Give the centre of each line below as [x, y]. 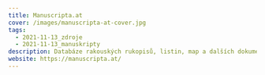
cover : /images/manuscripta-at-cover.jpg [77, 23]
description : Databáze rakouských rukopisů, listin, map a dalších [121, 52]
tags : [17, 30]
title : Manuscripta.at [45, 15]
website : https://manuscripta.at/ [65, 59]
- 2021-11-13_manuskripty [58, 45]
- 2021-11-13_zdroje [49, 37]
